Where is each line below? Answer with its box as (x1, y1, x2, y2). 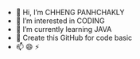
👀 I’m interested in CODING (15, 16, 105, 26)
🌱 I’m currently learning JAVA (15, 25, 112, 33)
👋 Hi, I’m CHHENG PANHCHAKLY (15, 8, 125, 17)
